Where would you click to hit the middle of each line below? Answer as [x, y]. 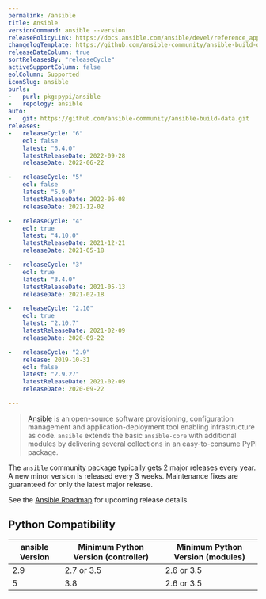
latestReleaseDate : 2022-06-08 [74, 199]
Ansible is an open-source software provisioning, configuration [130, 418]
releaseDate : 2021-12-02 [63, 207]
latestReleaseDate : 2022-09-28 [74, 155]
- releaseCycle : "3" [46, 265]
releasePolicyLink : [40, 38]
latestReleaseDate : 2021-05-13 [74, 287]
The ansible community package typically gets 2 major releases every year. [132, 467]
